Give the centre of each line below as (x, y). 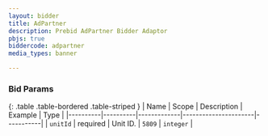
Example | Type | (36, 115)
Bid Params (31, 88)
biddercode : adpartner (46, 46)
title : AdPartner (38, 23)
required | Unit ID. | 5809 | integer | (136, 124)
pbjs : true (27, 38)
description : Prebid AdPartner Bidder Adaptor (88, 31)
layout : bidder (34, 16)
